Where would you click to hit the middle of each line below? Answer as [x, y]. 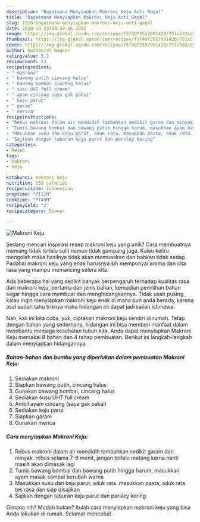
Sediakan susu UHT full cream [52, 397]
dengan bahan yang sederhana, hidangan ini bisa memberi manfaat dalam [97, 325]
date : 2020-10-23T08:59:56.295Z [46, 28]
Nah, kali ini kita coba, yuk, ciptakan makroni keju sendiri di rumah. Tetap [96, 318]
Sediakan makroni [37, 378]
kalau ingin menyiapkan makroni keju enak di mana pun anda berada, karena [100, 300]
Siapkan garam [33, 417]
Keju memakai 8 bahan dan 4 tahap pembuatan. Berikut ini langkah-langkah [99, 337]
